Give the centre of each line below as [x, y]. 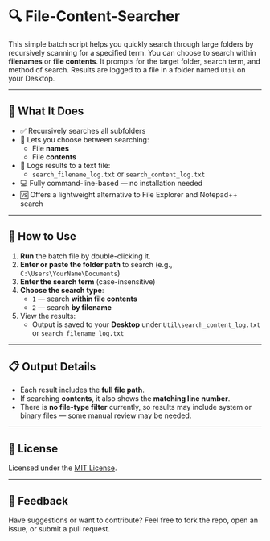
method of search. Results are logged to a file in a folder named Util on [127, 69]
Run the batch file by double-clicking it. [85, 256]
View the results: [48, 316]
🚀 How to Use [42, 236]
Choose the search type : [62, 290]
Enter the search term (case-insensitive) [88, 281]
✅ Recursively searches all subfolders [83, 130]
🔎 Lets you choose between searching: [84, 139]
